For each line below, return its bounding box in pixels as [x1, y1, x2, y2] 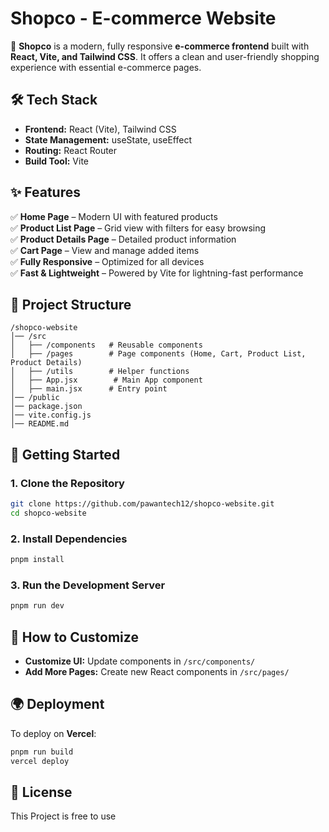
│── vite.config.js [10, 410, 92, 421]
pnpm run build [10, 747, 74, 757]
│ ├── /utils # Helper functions [10, 367, 190, 377]
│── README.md [10, 419, 70, 429]
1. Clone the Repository [10, 476, 125, 490]
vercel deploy [10, 756, 70, 766]
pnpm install [10, 555, 65, 565]
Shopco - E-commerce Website [10, 7, 277, 30]
